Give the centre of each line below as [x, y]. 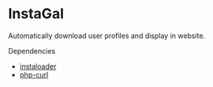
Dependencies [32, 51]
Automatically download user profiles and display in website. [107, 36]
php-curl [34, 74]
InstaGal [36, 14]
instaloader [38, 66]
